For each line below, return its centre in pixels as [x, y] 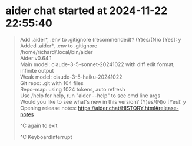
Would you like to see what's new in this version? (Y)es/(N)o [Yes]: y [103, 101]
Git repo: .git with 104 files [52, 83]
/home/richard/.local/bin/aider [56, 52]
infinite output [37, 70]
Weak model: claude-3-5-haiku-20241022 [71, 77]
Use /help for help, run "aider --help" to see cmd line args [90, 96]
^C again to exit [39, 125]
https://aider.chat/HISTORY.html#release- [128, 108]
